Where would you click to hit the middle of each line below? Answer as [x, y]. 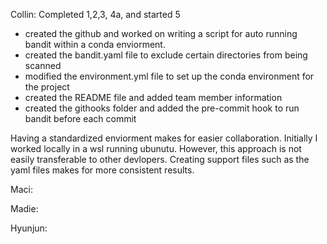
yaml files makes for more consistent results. [102, 170]
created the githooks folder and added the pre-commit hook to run [162, 108]
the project [47, 87]
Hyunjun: [29, 228]
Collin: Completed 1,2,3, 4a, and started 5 [95, 14]
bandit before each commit [80, 118]
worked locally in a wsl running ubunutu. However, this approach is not [156, 148]
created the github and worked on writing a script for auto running [161, 33]
